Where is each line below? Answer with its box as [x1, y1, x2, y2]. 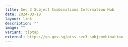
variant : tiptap [5, 30, 39, 35]
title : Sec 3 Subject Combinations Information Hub [5, 7, 114, 12]
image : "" [5, 25, 26, 30]
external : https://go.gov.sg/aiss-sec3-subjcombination [5, 35, 123, 40]
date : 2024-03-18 [5, 12, 41, 17]
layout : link [5, 16, 32, 21]
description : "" [5, 21, 39, 26]
